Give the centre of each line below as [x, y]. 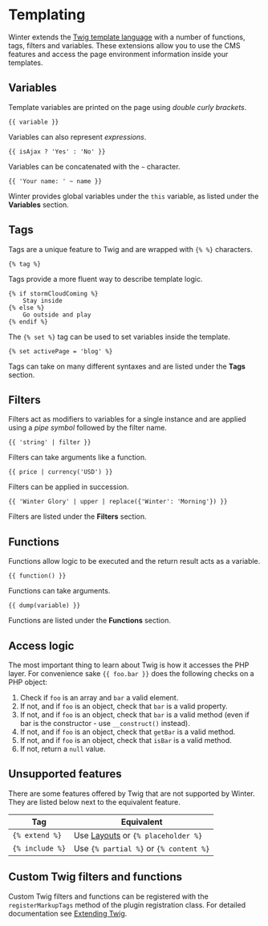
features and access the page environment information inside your [118, 54]
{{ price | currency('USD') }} [61, 472]
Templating [47, 15]
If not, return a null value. [63, 749]
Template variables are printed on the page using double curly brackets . [128, 107]
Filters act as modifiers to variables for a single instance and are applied [127, 419]
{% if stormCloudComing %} [53, 294]
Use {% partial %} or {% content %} [142, 848]
